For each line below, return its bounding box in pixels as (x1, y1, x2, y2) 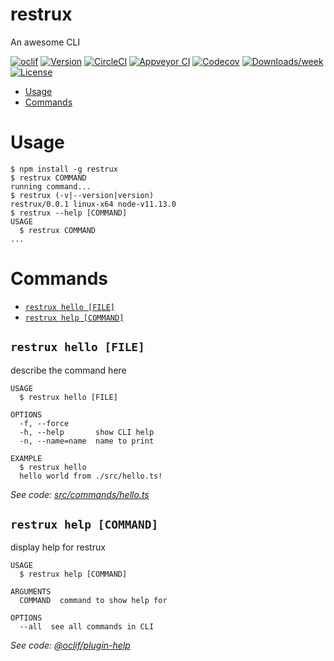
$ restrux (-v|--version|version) (10, 190, 155, 200)
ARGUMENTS (10, 587, 52, 597)
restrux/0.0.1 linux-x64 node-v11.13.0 (10, 199, 177, 209)
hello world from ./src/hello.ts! (19, 471, 163, 481)
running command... (10, 181, 92, 192)
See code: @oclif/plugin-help (10, 639, 131, 652)
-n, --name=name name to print (19, 436, 155, 446)
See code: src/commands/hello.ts (10, 488, 150, 500)
